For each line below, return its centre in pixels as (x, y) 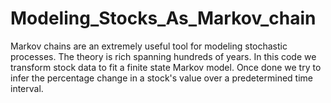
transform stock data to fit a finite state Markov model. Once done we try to (166, 67)
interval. (27, 88)
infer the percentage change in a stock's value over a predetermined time (161, 78)
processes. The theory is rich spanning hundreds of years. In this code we (163, 56)
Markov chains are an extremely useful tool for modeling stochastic (149, 46)
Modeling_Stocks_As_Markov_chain (163, 18)
